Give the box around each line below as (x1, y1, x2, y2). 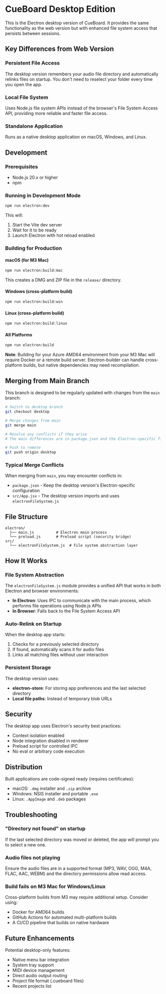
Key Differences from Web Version (5, 45, 114, 53)
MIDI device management (12, 967, 65, 973)
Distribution (5, 763, 43, 771)
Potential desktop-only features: (5, 947, 71, 953)
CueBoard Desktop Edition (5, 3, 116, 15)
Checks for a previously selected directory (12, 641, 99, 647)
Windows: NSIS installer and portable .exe (12, 791, 99, 797)
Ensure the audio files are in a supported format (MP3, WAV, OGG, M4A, (5, 866, 152, 872)
